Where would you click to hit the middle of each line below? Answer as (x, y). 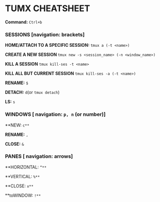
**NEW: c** (17, 125)
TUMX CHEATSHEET (48, 9)
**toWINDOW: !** (23, 195)
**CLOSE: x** (19, 186)
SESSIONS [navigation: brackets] (45, 35)
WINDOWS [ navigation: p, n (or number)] (55, 114)
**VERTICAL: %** (23, 176)
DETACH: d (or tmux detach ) (32, 92)
